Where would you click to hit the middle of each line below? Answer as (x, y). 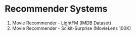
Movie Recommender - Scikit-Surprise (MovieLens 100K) (72, 28)
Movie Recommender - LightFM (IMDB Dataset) (62, 23)
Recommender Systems (56, 9)
